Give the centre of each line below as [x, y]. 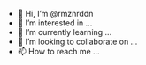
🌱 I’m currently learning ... [65, 32]
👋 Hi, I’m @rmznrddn [55, 14]
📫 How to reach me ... [58, 51]
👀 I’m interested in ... [55, 23]
